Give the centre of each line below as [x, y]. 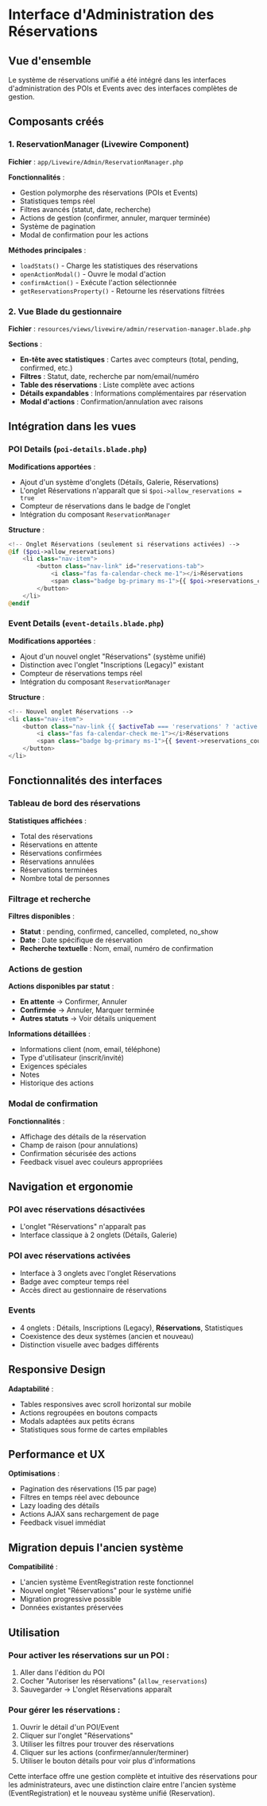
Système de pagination [57, 226]
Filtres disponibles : [42, 916]
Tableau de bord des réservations [75, 803]
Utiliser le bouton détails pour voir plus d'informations [108, 1761]
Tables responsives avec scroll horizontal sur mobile [106, 1404]
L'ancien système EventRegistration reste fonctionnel [106, 1582]
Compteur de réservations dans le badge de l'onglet [105, 505]
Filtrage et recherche [50, 899]
